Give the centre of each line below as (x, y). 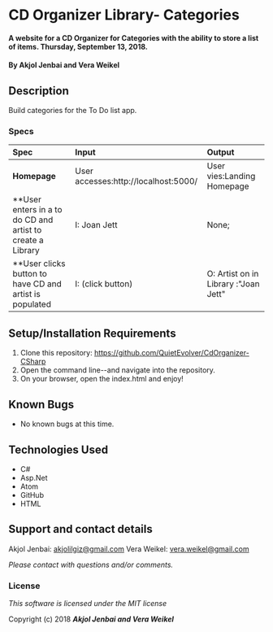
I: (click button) (104, 284)
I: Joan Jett (96, 225)
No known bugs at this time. (67, 424)
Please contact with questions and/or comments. (91, 564)
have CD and (37, 284)
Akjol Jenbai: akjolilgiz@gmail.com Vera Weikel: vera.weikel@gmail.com (129, 549)
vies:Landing (231, 177)
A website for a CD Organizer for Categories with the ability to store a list (134, 37)
